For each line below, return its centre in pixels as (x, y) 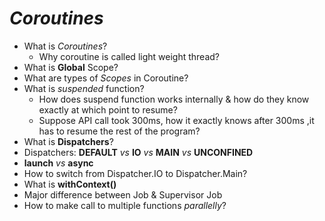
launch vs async (58, 163)
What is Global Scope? (71, 67)
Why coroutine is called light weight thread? (129, 56)
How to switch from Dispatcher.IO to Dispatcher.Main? (135, 173)
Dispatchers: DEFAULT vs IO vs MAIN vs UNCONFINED (138, 152)
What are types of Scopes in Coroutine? (106, 78)
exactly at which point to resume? (108, 109)
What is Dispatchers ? (68, 141)
